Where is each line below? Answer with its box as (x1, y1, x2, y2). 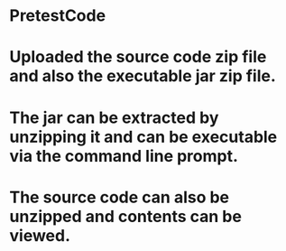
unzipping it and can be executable (9, 126, 278, 147)
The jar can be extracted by (9, 107, 219, 127)
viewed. (9, 225, 70, 246)
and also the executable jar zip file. (9, 66, 277, 87)
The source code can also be (9, 187, 230, 208)
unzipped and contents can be (9, 206, 242, 227)
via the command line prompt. (9, 145, 239, 166)
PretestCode (9, 5, 106, 26)
